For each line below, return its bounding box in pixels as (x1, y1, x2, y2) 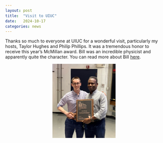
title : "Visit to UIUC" (5, 13, 57, 18)
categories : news (5, 24, 41, 29)
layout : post (5, 8, 32, 13)
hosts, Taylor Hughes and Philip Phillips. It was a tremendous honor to (5, 43, 149, 49)
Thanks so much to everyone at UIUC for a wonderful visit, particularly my (5, 38, 158, 44)
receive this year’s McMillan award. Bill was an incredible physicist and (5, 49, 151, 55)
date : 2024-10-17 (5, 18, 46, 23)
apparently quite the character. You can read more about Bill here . (5, 54, 141, 60)
